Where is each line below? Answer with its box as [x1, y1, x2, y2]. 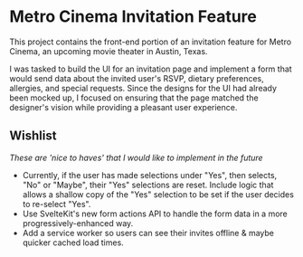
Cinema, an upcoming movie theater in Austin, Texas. [9, 45, 208, 56]
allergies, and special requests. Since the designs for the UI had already [9, 82, 278, 93]
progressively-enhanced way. [22, 217, 134, 228]
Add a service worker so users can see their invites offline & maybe [22, 227, 274, 238]
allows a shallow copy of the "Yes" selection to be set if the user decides [22, 188, 294, 200]
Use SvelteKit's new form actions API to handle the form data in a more [22, 208, 288, 219]
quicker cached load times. [22, 237, 124, 248]
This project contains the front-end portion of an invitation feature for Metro [9, 36, 292, 47]
